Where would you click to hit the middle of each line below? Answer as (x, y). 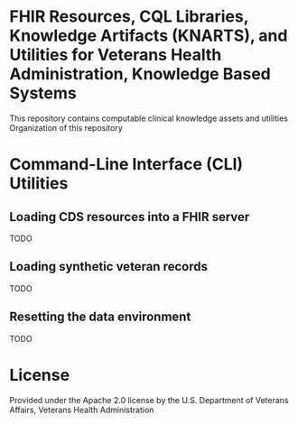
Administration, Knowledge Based (140, 74)
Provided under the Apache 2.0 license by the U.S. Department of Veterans (149, 400)
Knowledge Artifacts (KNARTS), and (149, 36)
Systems (43, 93)
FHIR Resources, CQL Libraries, (129, 17)
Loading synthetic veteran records (108, 267)
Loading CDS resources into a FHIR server (130, 217)
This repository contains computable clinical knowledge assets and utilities (149, 118)
